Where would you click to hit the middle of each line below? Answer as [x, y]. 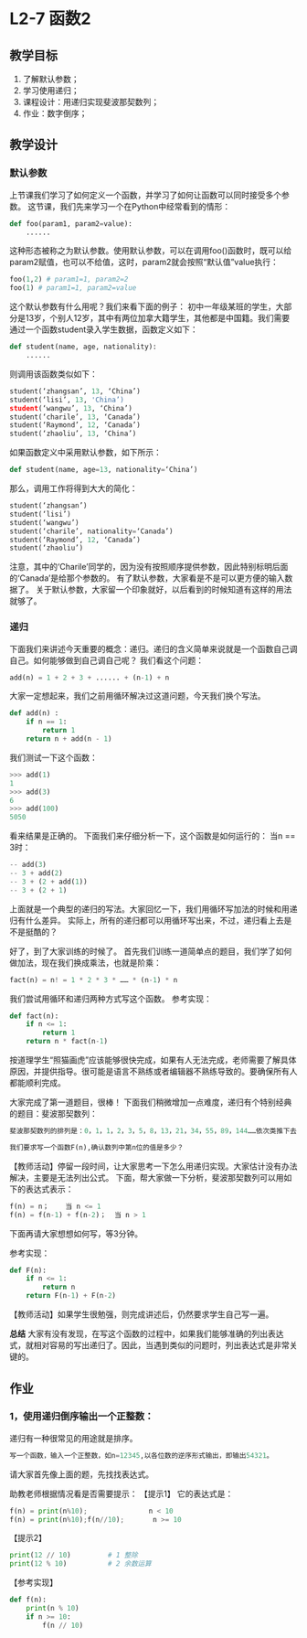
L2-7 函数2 [50, 19]
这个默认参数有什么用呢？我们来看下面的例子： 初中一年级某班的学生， [143, 306]
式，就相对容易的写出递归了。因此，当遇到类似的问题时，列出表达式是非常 [149, 1345]
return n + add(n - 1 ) [69, 739]
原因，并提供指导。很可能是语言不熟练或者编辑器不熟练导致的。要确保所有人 [153, 1072]
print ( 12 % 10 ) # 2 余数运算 [81, 1564]
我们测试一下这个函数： [53, 757]
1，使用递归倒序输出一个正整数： [82, 1417]
